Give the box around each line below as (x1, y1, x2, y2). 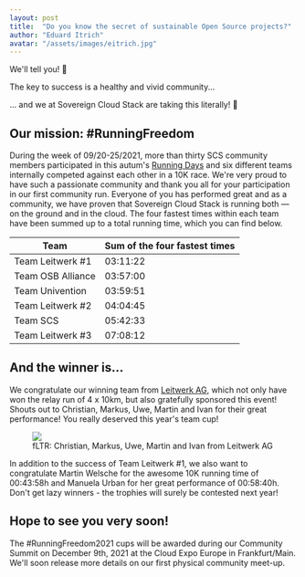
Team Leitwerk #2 (14, 299, 92, 312)
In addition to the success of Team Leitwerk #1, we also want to (9, 457, 248, 468)
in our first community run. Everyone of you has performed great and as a (9, 189, 288, 200)
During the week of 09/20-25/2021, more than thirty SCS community (9, 150, 268, 161)
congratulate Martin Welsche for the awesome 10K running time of (9, 467, 259, 478)
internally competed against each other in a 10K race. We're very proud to (9, 170, 288, 181)
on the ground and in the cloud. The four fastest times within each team (9, 208, 279, 219)
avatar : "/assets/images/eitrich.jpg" (9, 38, 157, 48)
